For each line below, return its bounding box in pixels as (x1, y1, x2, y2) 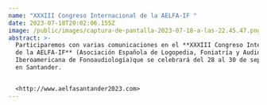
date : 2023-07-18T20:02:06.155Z (8, 19, 115, 27)
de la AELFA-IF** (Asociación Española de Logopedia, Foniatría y (15, 49, 240, 56)
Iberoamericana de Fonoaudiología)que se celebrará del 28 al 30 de (15, 56, 247, 64)
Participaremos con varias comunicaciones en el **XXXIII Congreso (15, 41, 244, 49)
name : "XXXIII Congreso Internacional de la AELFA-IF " (8, 11, 197, 20)
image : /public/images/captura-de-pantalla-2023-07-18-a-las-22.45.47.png (8, 26, 261, 34)
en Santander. (15, 64, 62, 72)
